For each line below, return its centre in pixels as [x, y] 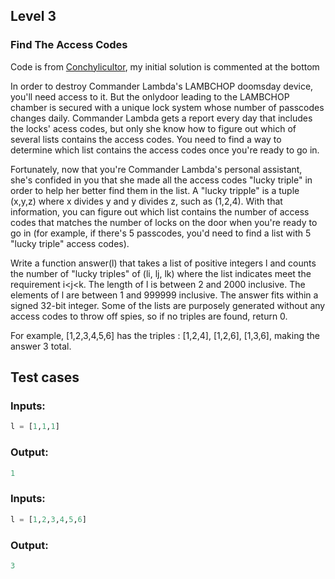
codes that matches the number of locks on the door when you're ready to [164, 222]
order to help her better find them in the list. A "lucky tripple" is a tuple [155, 190]
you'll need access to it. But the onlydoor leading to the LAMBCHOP [150, 96]
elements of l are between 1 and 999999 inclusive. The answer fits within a [164, 295]
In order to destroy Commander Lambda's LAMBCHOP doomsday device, [162, 86]
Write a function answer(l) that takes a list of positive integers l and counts [163, 263]
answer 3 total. [41, 346]
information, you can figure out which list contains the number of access [160, 211]
